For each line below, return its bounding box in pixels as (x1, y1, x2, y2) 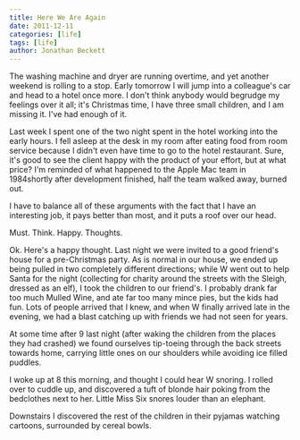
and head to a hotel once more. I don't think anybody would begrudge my (9, 90, 280, 101)
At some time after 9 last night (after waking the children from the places (9, 328, 277, 340)
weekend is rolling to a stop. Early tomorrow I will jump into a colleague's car (9, 80, 291, 91)
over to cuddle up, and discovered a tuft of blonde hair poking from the (9, 384, 271, 394)
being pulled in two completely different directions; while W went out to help (9, 264, 290, 275)
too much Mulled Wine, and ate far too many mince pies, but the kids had (9, 292, 279, 303)
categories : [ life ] (9, 30, 82, 38)
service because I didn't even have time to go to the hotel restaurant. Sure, (9, 145, 284, 157)
